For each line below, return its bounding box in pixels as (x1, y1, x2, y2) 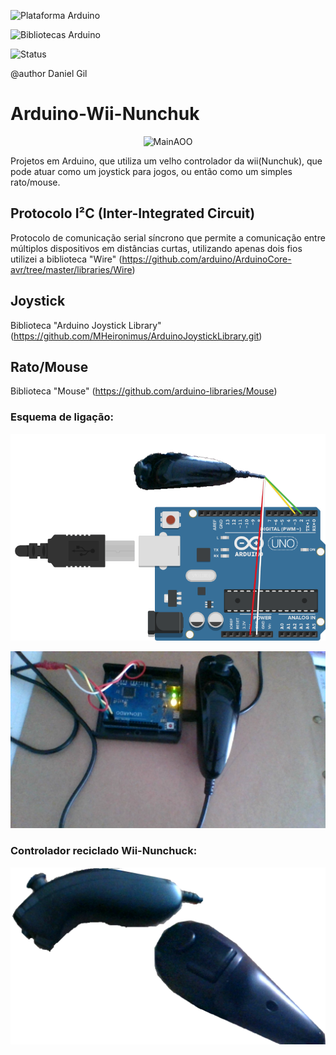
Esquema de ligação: (10, 410, 115, 424)
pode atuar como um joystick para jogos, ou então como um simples (10, 165, 293, 177)
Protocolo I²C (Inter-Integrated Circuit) (10, 205, 256, 222)
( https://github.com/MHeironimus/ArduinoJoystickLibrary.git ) (10, 330, 263, 342)
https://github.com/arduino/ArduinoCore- (121, 253, 292, 265)
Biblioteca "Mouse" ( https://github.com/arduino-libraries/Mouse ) (10, 385, 278, 397)
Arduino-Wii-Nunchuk (10, 103, 200, 125)
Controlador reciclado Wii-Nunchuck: (10, 844, 198, 858)
